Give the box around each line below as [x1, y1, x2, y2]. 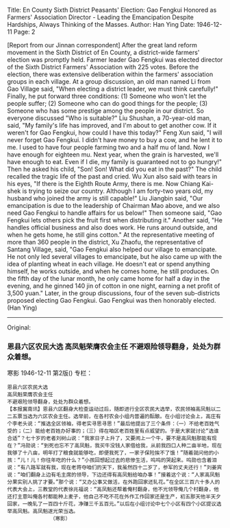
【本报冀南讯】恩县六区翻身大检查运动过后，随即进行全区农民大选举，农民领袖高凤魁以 [7, 406, 216, 413]
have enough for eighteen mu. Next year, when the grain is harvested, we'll [7, 150, 219, 159]
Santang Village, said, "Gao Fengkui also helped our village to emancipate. [7, 245, 217, 253]
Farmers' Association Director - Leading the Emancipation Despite [7, 13, 194, 21]
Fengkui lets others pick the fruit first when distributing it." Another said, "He [7, 216, 222, 224]
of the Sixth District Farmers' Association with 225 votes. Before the [7, 63, 199, 71]
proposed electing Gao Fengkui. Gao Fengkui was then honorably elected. [7, 297, 216, 304]
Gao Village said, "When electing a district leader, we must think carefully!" [7, 85, 219, 93]
